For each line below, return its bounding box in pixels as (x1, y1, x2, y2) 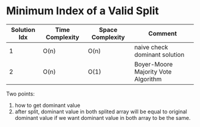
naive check (134, 43, 168, 51)
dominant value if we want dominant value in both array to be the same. (14, 114, 191, 121)
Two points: (6, 90, 35, 97)
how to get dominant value (14, 101, 80, 109)
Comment (148, 29, 177, 37)
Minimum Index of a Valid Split (6, 4, 160, 18)
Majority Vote (134, 67, 172, 75)
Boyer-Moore (134, 60, 173, 68)
